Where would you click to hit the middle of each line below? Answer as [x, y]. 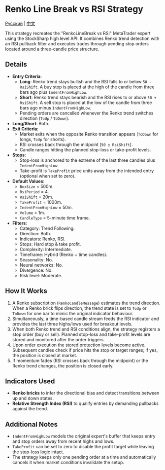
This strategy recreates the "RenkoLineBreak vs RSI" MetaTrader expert [78, 33]
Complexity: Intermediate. [46, 249]
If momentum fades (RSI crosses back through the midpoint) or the [80, 361]
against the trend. [30, 409]
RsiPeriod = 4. [34, 191]
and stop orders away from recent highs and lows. [63, 441]
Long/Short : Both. [31, 123]
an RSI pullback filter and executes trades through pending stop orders [77, 43]
